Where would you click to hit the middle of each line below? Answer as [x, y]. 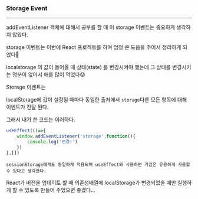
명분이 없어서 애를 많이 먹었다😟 [49, 74]
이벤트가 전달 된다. [27, 107]
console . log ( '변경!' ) [52, 142]
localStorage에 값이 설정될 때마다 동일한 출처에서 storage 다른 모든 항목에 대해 [97, 100]
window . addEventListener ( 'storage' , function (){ [76, 136]
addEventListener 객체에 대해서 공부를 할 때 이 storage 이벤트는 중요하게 [91, 27]
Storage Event [27, 8]
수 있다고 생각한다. [26, 171]
